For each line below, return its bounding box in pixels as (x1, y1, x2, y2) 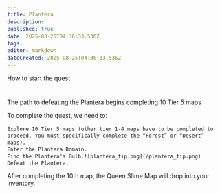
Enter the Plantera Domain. (7, 146, 88, 154)
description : (7, 18, 45, 25)
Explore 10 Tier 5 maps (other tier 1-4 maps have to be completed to (7, 125, 214, 133)
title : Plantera (7, 11, 54, 18)
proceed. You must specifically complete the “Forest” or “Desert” (7, 132, 205, 140)
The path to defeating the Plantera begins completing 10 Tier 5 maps (7, 98, 201, 106)
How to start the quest (7, 74, 71, 82)
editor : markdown (7, 47, 57, 54)
